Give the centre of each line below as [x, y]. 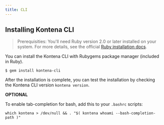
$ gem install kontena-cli [33, 71]
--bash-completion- [135, 113]
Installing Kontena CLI [40, 30]
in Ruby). [14, 62]
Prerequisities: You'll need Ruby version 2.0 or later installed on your [87, 42]
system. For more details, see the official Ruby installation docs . [82, 47]
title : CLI [16, 10]
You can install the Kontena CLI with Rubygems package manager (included [82, 56]
